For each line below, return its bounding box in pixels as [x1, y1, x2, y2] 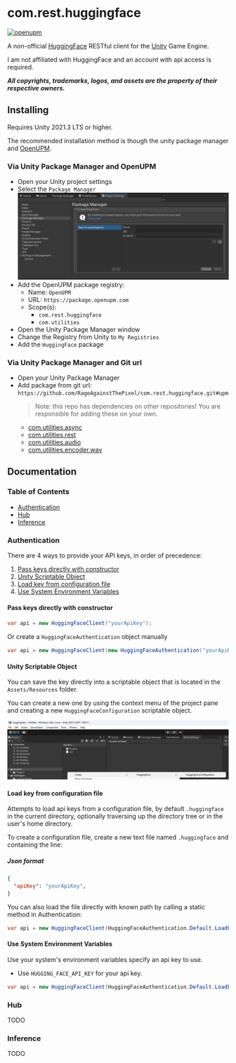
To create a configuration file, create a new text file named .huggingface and [7, 833, 229, 842]
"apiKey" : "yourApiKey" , [13, 883, 86, 890]
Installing [7, 104, 49, 117]
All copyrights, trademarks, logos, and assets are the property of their [7, 76, 218, 85]
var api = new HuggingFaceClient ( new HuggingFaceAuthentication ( [7, 647, 202, 654]
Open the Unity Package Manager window [17, 325, 140, 334]
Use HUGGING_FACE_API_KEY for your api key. [17, 969, 143, 977]
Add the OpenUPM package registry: [17, 280, 125, 289]
